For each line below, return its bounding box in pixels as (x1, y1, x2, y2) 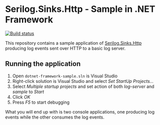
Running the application (5, 60, 81, 68)
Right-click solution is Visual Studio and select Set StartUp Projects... (12, 78, 154, 84)
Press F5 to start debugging (12, 99, 70, 105)
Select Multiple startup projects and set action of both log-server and (12, 83, 155, 89)
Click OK (12, 94, 31, 100)
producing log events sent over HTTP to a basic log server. (5, 45, 126, 51)
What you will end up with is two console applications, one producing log (5, 109, 155, 115)
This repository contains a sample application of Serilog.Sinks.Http (5, 40, 142, 46)
